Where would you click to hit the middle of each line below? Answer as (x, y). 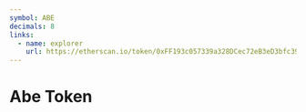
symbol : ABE (32, 18)
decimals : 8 (32, 26)
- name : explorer (51, 43)
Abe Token (51, 97)
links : (22, 35)
